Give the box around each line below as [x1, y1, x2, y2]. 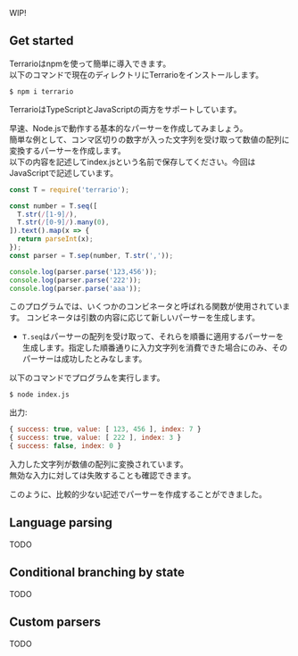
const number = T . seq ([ [9, 201, 98, 211]
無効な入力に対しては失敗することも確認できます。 [9, 470, 196, 481]
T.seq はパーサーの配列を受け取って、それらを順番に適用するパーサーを [21, 331, 284, 342]
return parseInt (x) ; [17, 235, 94, 244]
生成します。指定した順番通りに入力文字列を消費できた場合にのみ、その [21, 343, 288, 353]
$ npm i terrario [9, 87, 74, 96]
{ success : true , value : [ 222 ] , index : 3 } [9, 433, 182, 443]
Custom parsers [9, 615, 101, 630]
